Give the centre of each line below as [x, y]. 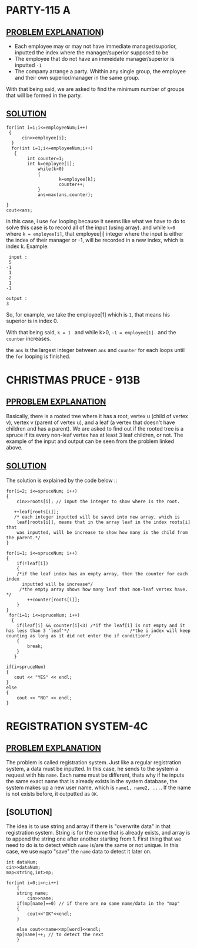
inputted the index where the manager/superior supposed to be [91, 53]
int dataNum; [22, 862]
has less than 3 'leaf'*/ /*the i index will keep [98, 631]
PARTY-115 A [38, 10]
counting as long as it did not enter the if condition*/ [79, 636]
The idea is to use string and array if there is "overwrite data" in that [89, 826]
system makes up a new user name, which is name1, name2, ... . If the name [98, 787]
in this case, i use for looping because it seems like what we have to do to [96, 221]
